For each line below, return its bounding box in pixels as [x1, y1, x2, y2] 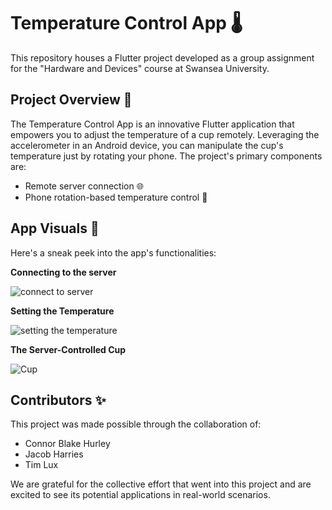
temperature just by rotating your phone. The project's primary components [10, 150, 323, 162]
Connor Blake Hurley [24, 438, 111, 450]
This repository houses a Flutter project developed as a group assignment [10, 51, 315, 64]
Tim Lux [24, 459, 59, 471]
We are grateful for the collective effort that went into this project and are [10, 478, 312, 490]
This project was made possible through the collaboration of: [10, 418, 262, 430]
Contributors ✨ [10, 391, 107, 409]
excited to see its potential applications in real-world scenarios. [10, 489, 271, 501]
